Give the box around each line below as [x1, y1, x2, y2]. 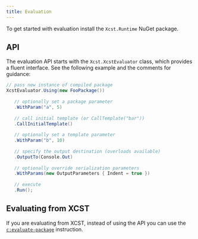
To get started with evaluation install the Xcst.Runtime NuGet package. [6, 25, 179, 32]
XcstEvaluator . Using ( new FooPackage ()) [6, 87, 105, 94]
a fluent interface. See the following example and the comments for [6, 64, 171, 71]
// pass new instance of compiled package [6, 82, 113, 88]
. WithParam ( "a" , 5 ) [14, 104, 62, 110]
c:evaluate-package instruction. [6, 225, 83, 232]
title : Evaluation [6, 8, 52, 15]
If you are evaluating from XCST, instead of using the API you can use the [6, 219, 186, 227]
